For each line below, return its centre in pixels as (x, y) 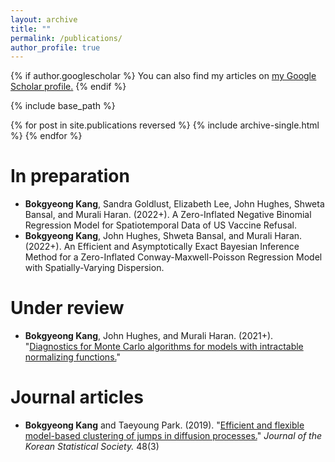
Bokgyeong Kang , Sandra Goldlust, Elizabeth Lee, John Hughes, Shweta (174, 204)
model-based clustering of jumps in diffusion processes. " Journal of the (173, 436)
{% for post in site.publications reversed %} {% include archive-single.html (165, 125)
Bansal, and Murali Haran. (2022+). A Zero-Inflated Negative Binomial (168, 215)
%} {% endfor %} (46, 136)
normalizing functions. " (72, 357)
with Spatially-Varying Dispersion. (94, 268)
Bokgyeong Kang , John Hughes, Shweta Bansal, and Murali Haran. (163, 236)
